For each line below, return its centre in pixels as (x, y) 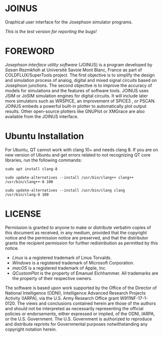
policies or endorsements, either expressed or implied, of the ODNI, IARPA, (80, 314)
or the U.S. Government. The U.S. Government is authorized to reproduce (79, 319)
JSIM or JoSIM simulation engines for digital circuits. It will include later (77, 96)
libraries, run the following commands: (44, 160)
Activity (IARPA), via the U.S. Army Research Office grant (62, 298)
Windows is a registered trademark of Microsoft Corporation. (73, 263)
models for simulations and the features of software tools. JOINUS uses (77, 90)
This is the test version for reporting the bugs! (51, 31)
